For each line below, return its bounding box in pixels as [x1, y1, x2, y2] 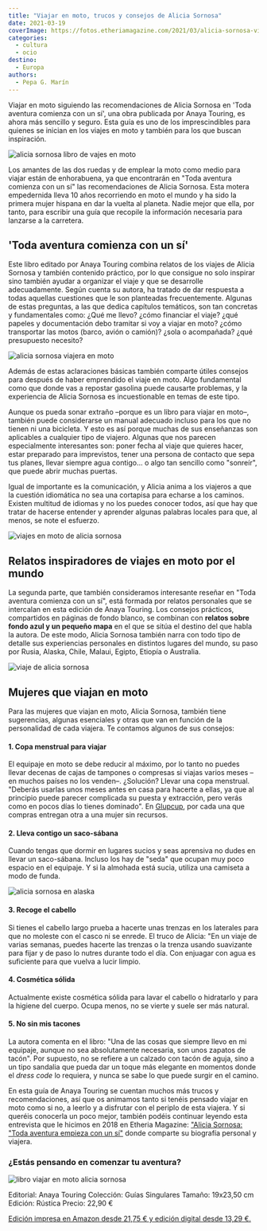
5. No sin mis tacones [8, 1019, 81, 1029]
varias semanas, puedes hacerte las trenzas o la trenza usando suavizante [8, 940, 253, 949]
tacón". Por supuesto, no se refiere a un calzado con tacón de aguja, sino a [8, 1054, 254, 1063]
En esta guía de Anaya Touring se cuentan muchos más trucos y [8, 1085, 219, 1095]
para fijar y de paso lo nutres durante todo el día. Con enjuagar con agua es [8, 948, 256, 957]
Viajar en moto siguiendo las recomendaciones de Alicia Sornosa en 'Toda [8, 100, 252, 110]
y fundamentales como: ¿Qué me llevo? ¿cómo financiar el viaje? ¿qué [8, 310, 238, 320]
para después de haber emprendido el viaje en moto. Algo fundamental [8, 375, 242, 384]
